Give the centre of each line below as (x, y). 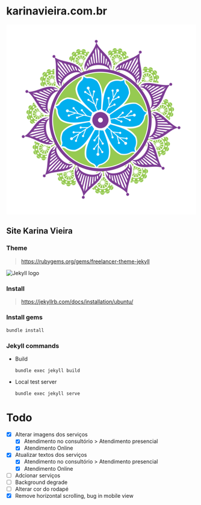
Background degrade (41, 482)
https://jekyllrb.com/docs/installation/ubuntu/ (77, 302)
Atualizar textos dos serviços (51, 455)
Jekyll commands (33, 346)
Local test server (36, 382)
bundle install (25, 330)
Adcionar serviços (38, 475)
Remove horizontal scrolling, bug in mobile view (74, 495)
